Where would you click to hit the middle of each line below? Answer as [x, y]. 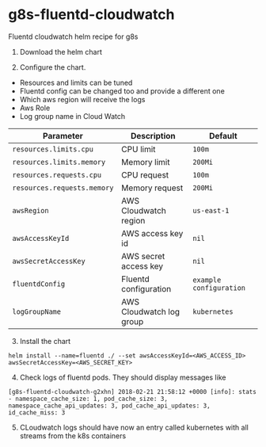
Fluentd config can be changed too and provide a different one [122, 91]
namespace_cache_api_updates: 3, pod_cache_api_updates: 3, [110, 406]
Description [153, 136]
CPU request [145, 174]
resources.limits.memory [59, 162]
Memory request [152, 188]
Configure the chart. [53, 67]
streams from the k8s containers [73, 436]
